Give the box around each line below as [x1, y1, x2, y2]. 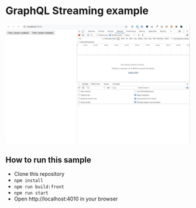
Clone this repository [13, 171, 65, 178]
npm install [13, 178, 43, 184]
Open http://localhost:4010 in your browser [13, 195, 118, 203]
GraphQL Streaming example [5, 4, 149, 18]
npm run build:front [13, 184, 64, 190]
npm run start [13, 190, 49, 196]
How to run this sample [5, 155, 91, 165]
